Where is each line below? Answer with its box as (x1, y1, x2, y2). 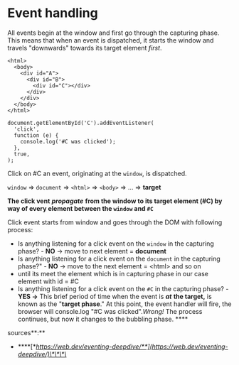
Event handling (7, 5, 98, 21)
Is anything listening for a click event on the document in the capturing (17, 254, 221, 263)
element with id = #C (17, 277, 80, 285)
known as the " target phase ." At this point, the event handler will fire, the (17, 300, 232, 308)
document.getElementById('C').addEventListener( (7, 119, 154, 126)
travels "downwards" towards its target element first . (7, 43, 162, 52)
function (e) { (14, 131, 59, 139)
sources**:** (7, 328, 46, 337)
